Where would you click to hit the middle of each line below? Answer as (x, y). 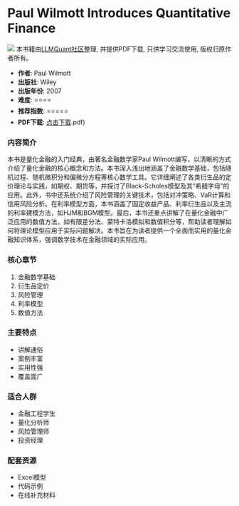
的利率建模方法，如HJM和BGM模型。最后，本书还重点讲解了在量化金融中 (115, 213)
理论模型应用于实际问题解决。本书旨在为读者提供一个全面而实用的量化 (122, 231)
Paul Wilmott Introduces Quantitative (119, 13)
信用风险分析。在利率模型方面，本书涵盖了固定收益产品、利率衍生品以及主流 (119, 204)
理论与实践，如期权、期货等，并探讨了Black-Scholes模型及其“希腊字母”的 (121, 186)
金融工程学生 (36, 414)
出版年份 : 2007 (39, 91)
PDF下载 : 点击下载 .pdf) (51, 122)
